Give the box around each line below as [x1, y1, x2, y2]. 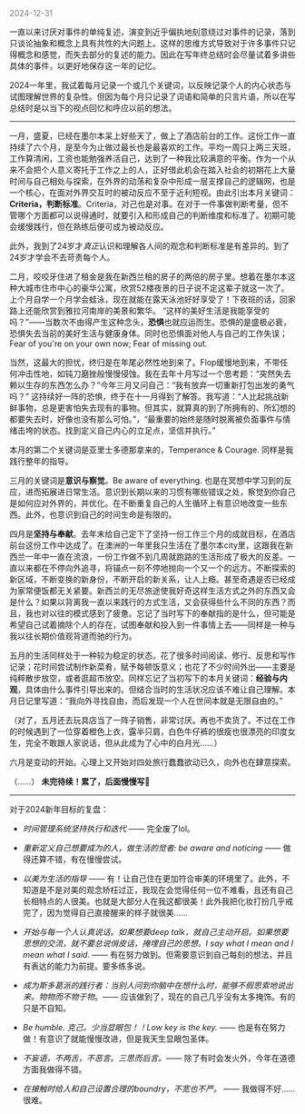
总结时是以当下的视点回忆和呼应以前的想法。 [9, 103, 177, 113]
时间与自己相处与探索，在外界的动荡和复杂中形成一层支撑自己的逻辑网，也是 [9, 176, 296, 186]
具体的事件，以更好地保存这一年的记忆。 [9, 61, 161, 71]
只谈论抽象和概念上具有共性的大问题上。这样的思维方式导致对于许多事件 [9, 38, 280, 48]
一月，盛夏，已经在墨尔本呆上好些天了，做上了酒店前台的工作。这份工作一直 [9, 131, 296, 141]
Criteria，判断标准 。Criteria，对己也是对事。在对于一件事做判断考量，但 [9, 199, 281, 209]
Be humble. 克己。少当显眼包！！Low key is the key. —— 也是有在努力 [22, 1022, 286, 1032]
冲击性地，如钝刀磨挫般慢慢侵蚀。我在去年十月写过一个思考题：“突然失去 [16, 368, 292, 379]
